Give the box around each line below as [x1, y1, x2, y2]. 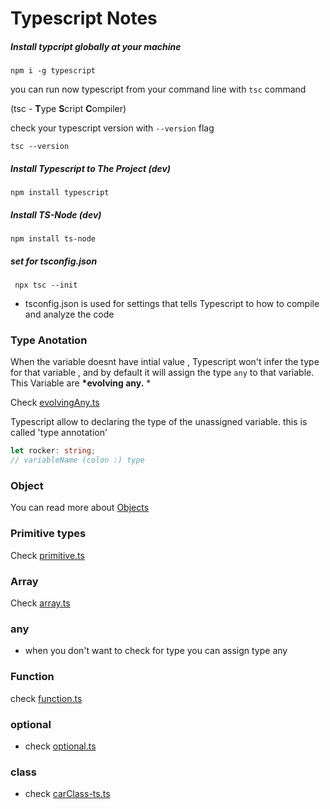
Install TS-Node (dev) [10, 208, 102, 221]
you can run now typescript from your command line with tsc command [10, 83, 307, 96]
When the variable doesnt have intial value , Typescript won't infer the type [10, 356, 320, 368]
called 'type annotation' [10, 427, 108, 439]
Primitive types [10, 527, 87, 541]
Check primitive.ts [10, 549, 85, 561]
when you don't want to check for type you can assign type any [24, 645, 288, 657]
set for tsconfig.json [10, 255, 98, 267]
